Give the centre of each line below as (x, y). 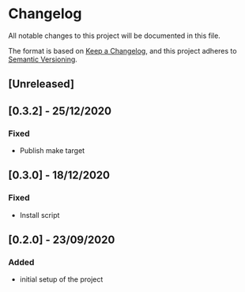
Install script (40, 215)
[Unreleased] (41, 84)
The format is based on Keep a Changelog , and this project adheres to (122, 51)
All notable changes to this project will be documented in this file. (115, 36)
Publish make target (52, 151)
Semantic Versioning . (43, 59)
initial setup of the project (61, 279)
